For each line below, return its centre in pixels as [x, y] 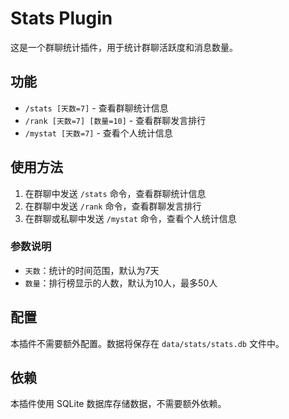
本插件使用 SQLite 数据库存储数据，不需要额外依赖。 [118, 404]
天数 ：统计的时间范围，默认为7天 [92, 270]
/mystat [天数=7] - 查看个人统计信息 [98, 133]
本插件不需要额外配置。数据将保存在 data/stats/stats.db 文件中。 [147, 343]
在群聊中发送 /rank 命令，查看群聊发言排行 [113, 206]
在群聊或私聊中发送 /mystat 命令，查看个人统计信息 [130, 218]
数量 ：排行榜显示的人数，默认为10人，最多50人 [121, 283]
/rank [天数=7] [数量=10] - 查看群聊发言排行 [115, 120]
